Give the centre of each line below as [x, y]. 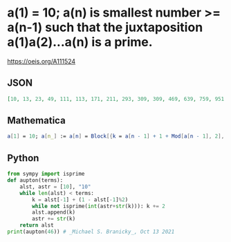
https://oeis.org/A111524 [41, 61]
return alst [37, 225]
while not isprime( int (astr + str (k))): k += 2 [99, 206]
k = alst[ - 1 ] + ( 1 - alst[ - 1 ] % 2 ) [80, 199]
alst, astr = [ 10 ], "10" [55, 187]
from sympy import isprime [46, 174]
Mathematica [36, 121]
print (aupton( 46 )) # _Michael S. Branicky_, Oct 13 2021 [91, 232]
